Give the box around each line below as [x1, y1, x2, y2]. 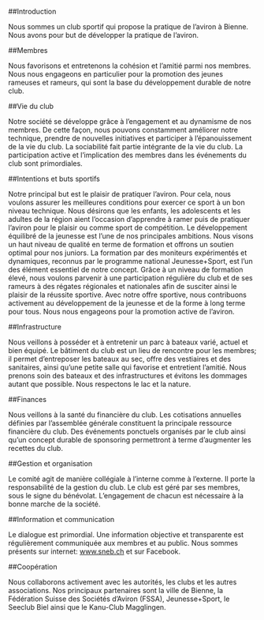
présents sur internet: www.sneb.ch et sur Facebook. [8, 547, 181, 556]
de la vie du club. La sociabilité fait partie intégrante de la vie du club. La [8, 142, 243, 151]
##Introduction [8, 7, 57, 16]
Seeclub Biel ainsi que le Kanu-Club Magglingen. [8, 603, 167, 611]
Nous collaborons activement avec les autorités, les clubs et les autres [8, 577, 237, 587]
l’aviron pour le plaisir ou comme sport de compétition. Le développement [8, 223, 248, 232]
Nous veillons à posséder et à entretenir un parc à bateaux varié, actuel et [8, 337, 248, 347]
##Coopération [8, 562, 58, 571]
